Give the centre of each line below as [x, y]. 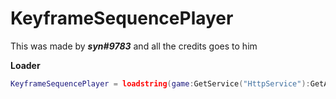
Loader [25, 65]
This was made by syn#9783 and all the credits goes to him [134, 46]
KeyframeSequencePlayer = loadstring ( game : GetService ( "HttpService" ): [160, 83]
